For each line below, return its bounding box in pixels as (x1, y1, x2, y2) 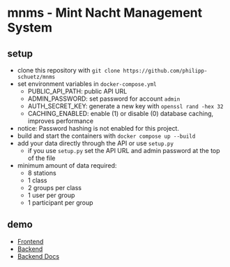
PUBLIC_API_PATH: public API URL (27, 87, 128, 95)
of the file (27, 154, 56, 162)
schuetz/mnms (17, 73, 56, 80)
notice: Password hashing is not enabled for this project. (17, 124, 180, 132)
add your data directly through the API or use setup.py (17, 139, 174, 147)
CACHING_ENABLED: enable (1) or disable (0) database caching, (27, 110, 214, 117)
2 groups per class (27, 184, 82, 192)
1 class (27, 176, 47, 185)
